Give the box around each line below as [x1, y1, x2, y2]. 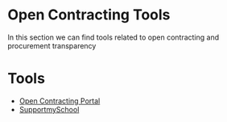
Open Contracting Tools [7, 6, 171, 24]
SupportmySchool [19, 104, 80, 114]
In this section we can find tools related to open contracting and [7, 32, 220, 42]
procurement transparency [7, 40, 97, 50]
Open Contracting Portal [19, 95, 101, 106]
